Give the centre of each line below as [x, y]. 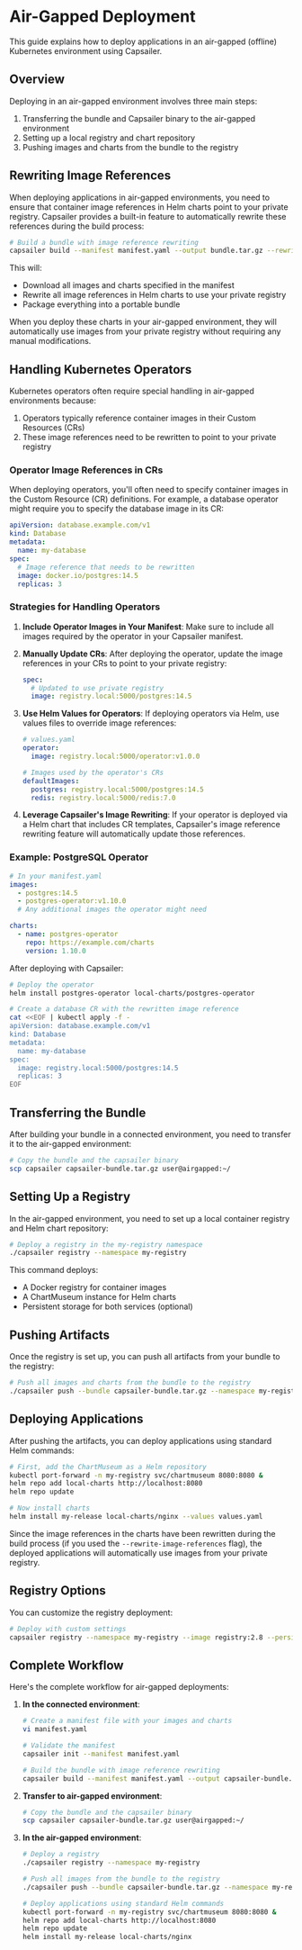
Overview [37, 80]
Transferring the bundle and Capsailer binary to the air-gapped [139, 118]
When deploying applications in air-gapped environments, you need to [140, 197]
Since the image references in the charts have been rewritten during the [142, 1533]
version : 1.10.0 [56, 951]
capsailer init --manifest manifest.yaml [101, 1754]
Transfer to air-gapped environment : [92, 1796]
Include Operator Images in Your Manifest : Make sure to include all [148, 627]
